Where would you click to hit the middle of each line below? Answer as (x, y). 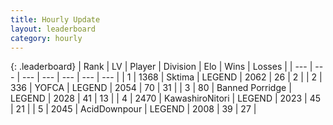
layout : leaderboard (53, 29)
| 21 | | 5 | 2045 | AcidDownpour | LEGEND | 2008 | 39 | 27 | (133, 109)
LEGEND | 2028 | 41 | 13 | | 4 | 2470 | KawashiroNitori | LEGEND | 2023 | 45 (165, 98)
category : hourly (46, 38)
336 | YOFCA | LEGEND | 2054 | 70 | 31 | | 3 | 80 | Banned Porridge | (151, 88)
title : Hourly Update (55, 19)
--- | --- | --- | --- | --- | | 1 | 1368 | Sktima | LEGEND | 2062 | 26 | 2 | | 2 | (172, 77)
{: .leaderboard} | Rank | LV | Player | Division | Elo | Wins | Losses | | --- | (161, 67)
